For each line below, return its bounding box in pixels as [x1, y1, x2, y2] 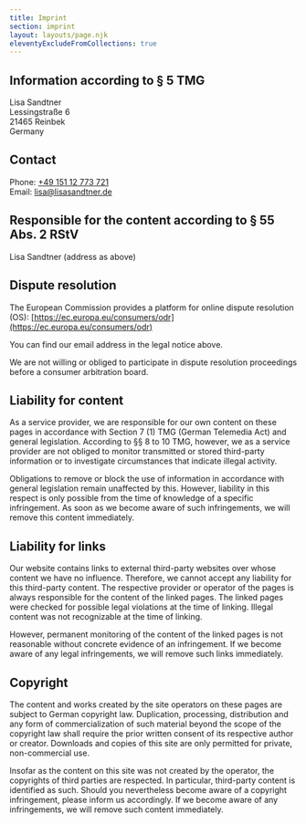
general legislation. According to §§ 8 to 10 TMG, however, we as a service [9, 436, 290, 447]
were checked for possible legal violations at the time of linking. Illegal [9, 601, 274, 612]
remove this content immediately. [9, 512, 135, 523]
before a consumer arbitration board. [9, 366, 149, 377]
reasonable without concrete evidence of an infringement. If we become [9, 639, 281, 650]
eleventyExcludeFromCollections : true [9, 38, 157, 48]
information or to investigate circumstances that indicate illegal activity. [9, 455, 278, 466]
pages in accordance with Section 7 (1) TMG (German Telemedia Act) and [9, 426, 287, 438]
